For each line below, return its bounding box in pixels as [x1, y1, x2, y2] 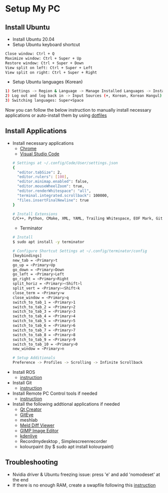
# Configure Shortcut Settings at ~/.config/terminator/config [12, 249, 147, 254]
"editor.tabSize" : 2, [17, 170, 62, 175]
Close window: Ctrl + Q [5, 51, 55, 56]
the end [12, 476, 28, 482]
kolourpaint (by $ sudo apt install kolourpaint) [19, 444, 114, 450]
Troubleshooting [5, 458, 58, 466]
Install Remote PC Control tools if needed [12, 390, 97, 396]
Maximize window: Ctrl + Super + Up [5, 56, 81, 61]
